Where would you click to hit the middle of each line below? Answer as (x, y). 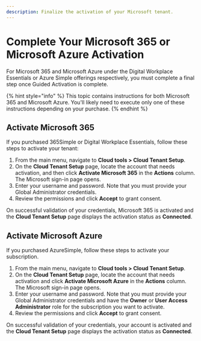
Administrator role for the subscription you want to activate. (90, 307)
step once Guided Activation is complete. (57, 84)
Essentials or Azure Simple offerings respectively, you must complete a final (100, 78)
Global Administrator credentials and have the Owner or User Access (101, 301)
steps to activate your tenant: (42, 148)
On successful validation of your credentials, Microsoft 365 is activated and (100, 210)
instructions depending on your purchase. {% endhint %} (77, 109)
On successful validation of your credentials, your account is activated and (99, 325)
